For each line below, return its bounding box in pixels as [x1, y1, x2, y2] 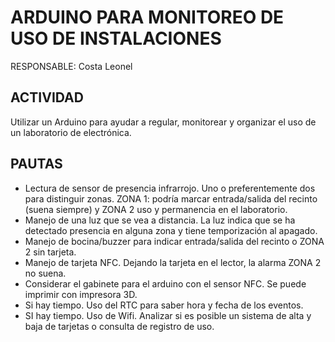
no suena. [24, 267, 67, 279]
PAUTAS [10, 156, 63, 173]
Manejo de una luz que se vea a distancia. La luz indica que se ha [24, 214, 296, 226]
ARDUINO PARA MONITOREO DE [10, 6, 285, 29]
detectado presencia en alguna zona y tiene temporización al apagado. [24, 224, 318, 236]
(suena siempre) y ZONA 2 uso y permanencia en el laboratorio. [24, 203, 288, 215]
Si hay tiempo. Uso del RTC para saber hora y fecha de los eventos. [24, 299, 304, 311]
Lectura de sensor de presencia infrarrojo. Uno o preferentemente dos [24, 182, 316, 194]
